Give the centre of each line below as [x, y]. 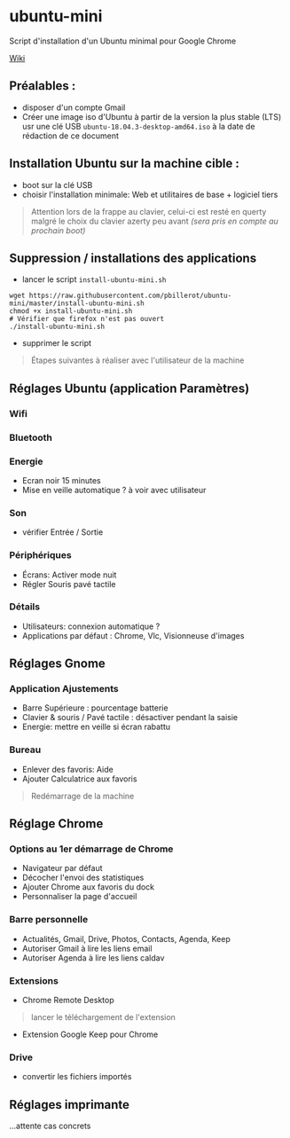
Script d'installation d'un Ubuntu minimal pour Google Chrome [123, 41]
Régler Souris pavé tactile [69, 584]
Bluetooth [31, 437]
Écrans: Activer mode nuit [69, 575]
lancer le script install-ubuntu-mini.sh [94, 279]
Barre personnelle [49, 920]
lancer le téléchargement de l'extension [103, 1017]
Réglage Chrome [56, 824]
